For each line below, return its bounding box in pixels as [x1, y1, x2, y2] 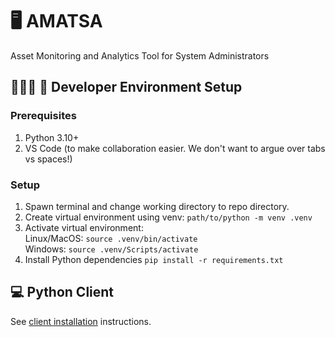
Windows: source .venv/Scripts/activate [24, 243, 199, 255]
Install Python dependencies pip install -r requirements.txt [24, 253, 284, 265]
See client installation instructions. [10, 315, 152, 327]
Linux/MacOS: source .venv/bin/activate [24, 232, 198, 244]
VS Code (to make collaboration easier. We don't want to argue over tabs [24, 142, 326, 154]
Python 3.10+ [24, 131, 80, 143]
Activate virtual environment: [24, 221, 144, 233]
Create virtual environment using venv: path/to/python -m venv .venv [24, 211, 313, 223]
